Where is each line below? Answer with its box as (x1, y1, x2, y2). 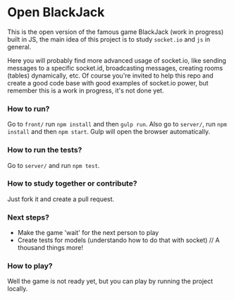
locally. (7, 284, 28, 293)
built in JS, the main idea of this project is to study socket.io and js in (7, 35, 210, 43)
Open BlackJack (7, 4, 105, 20)
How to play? (7, 261, 53, 271)
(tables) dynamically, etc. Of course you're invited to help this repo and (7, 71, 214, 80)
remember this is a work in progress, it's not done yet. (7, 86, 164, 95)
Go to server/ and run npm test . (7, 161, 100, 169)
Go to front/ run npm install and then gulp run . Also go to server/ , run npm (7, 120, 227, 128)
